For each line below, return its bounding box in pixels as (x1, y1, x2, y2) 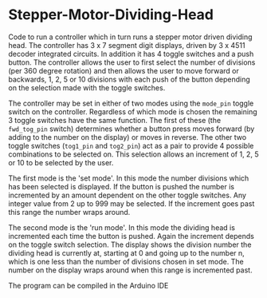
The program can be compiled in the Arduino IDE (8, 280, 169, 290)
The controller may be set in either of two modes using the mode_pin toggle (8, 98, 254, 108)
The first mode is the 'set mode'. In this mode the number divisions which (8, 173, 249, 183)
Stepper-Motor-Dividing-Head (8, 6, 214, 24)
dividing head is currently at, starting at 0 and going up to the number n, (8, 248, 245, 257)
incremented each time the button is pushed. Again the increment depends (8, 231, 255, 240)
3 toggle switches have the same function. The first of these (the (8, 115, 222, 125)
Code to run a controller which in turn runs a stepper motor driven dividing (8, 32, 253, 42)
